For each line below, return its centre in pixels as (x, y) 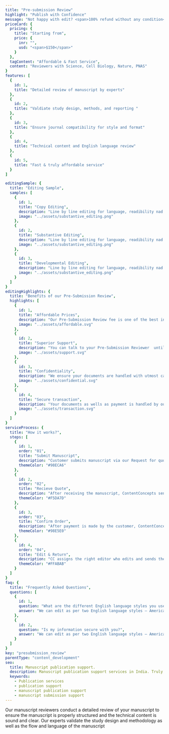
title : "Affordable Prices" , (49, 315)
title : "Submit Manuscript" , (49, 456)
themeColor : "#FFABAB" (42, 564)
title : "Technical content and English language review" (75, 146)
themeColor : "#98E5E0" (42, 531)
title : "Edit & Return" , (45, 554)
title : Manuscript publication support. (53, 667)
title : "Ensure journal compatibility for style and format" (79, 127)
